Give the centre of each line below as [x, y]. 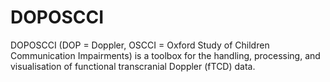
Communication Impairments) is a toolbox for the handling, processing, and [165, 55]
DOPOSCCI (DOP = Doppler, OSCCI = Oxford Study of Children [140, 45]
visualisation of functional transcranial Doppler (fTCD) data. [133, 66]
